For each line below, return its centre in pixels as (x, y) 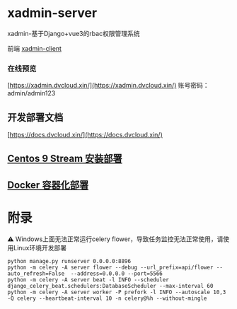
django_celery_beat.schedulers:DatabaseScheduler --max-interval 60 (110, 286)
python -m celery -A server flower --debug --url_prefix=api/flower (110, 267)
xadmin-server (52, 13)
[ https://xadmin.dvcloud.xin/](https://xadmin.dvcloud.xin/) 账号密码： (108, 86)
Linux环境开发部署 (40, 247)
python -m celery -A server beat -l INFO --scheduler (88, 280)
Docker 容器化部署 (48, 185)
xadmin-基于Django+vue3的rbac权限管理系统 (74, 33)
